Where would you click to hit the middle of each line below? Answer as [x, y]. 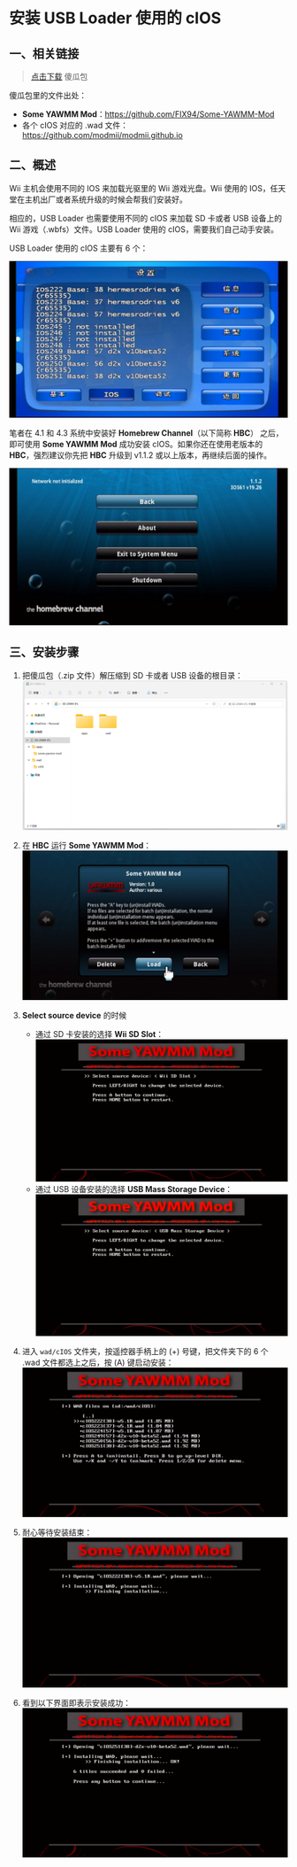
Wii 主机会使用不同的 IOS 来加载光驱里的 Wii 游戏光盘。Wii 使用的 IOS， [140, 188]
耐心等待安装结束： [57, 1532]
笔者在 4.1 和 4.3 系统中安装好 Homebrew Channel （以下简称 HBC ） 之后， [147, 433]
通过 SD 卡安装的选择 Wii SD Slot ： [99, 1034]
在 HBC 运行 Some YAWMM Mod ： [87, 845]
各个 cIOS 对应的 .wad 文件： [75, 125]
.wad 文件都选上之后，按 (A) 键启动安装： [98, 1363]
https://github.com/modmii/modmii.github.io [102, 135]
